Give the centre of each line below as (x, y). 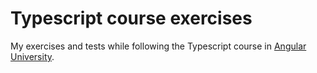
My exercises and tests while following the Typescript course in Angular (158, 46)
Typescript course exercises (131, 18)
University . (32, 56)
